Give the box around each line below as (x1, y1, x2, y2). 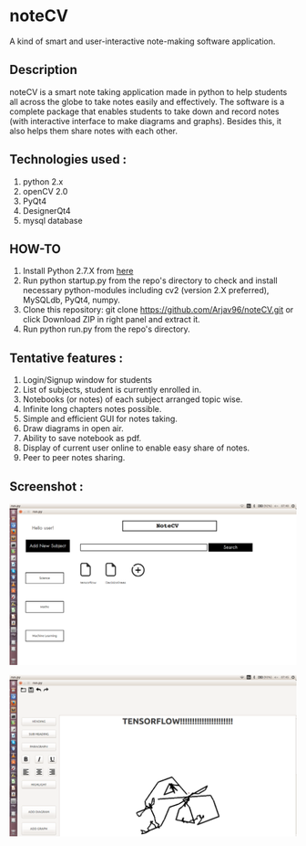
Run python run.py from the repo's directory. (22, 323, 191, 334)
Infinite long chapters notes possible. (22, 404, 162, 415)
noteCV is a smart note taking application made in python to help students (9, 86, 288, 97)
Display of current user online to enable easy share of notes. (22, 442, 250, 453)
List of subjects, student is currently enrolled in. (22, 385, 202, 396)
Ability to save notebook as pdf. (22, 433, 142, 444)
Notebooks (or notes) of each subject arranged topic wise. (22, 394, 243, 405)
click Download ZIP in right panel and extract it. (22, 314, 200, 325)
